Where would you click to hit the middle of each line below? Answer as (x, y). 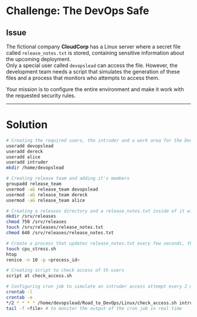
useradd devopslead (30, 146)
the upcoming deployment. (39, 59)
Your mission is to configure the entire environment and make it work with (95, 89)
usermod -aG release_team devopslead (52, 189)
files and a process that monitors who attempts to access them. (83, 78)
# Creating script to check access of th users (65, 271)
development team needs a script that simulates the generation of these (93, 71)
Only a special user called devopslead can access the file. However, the (92, 65)
